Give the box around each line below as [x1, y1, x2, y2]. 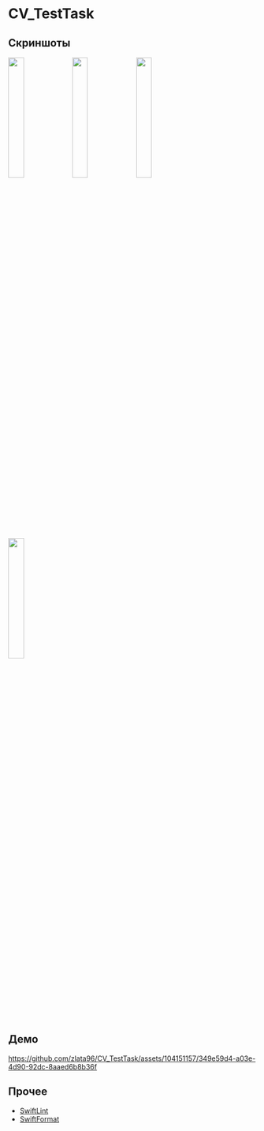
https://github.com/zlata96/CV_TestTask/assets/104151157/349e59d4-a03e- [8, 1054, 256, 1063]
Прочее [8, 1085, 48, 1099]
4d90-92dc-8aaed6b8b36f [8, 1062, 97, 1071]
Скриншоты [8, 36, 71, 50]
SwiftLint [19, 1106, 49, 1115]
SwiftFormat [19, 1114, 60, 1124]
